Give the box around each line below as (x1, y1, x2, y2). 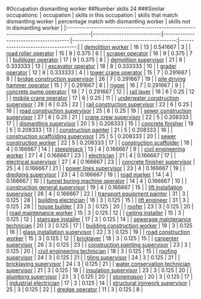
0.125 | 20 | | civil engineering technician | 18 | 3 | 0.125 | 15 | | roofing (6, 247, 177, 255)
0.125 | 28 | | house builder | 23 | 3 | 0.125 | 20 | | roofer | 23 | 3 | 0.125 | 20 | (6, 203, 194, 210)
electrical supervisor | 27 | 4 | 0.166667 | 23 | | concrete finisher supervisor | (6, 159, 195, 165)
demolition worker (83, 43, 129, 50)
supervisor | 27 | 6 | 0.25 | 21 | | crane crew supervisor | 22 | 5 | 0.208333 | (6, 113, 192, 121)
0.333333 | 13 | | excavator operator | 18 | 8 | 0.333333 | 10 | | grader (6, 62, 177, 70)
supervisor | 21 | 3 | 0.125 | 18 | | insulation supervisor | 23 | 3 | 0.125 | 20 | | (6, 267, 192, 274)
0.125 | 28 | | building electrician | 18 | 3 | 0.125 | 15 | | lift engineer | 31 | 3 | (6, 196, 189, 204)
